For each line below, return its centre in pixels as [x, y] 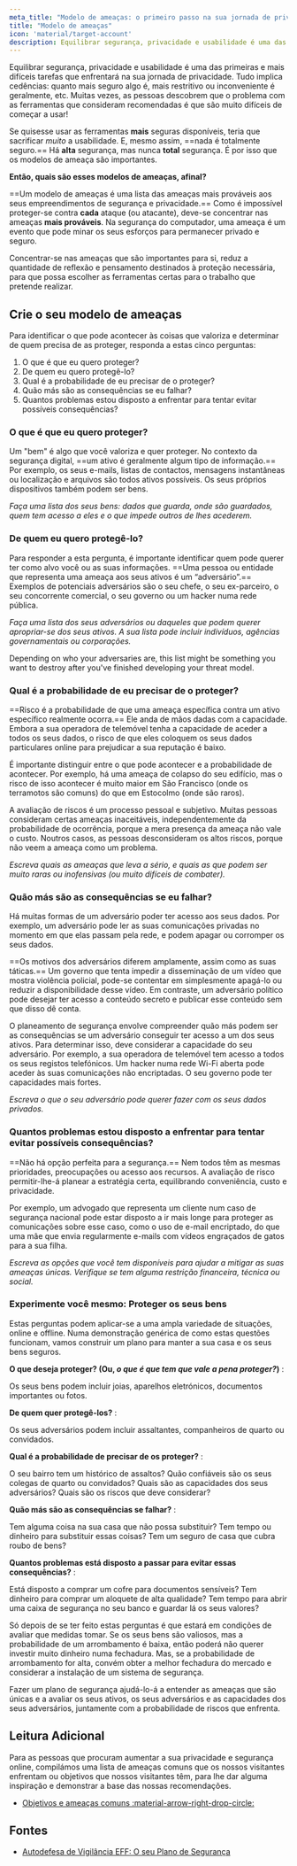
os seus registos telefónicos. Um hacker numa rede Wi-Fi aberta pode [137, 1064]
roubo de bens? [38, 1545]
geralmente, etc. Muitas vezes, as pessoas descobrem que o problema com [147, 96]
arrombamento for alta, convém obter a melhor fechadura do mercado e [141, 1662]
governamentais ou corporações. [70, 641]
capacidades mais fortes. [55, 1082]
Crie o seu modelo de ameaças [96, 314]
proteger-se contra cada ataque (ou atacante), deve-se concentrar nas [139, 213]
